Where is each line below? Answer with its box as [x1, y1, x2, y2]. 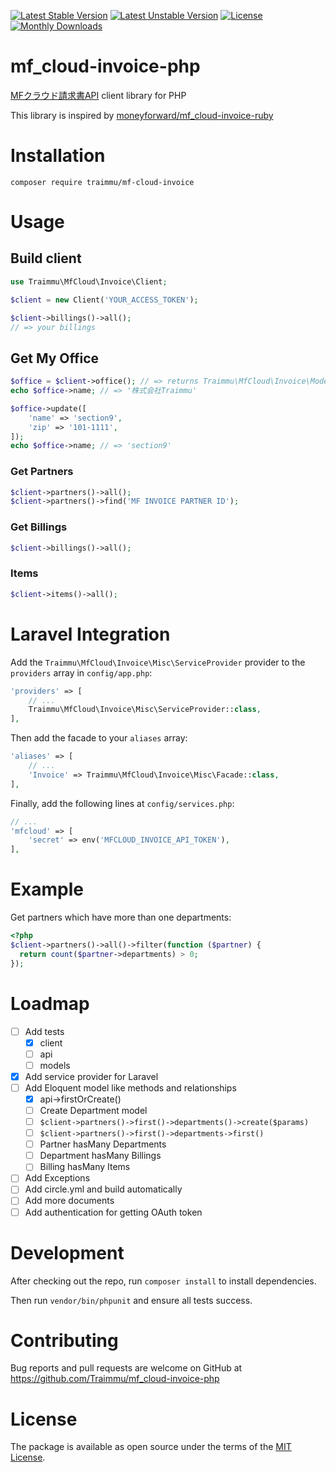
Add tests [24, 1025, 65, 1037]
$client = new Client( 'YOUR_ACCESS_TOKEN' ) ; [10, 295, 199, 305]
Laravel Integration [10, 623, 171, 645]
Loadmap [10, 992, 90, 1015]
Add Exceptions [24, 1172, 91, 1184]
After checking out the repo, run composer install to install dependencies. [10, 1275, 317, 1287]
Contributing [10, 1329, 119, 1352]
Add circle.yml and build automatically [24, 1183, 183, 1195]
